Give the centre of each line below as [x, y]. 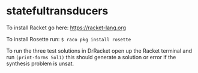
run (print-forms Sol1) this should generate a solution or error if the [91, 57]
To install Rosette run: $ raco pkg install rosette [69, 39]
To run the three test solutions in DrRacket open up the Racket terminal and [99, 51]
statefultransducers [57, 11]
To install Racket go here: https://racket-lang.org [66, 28]
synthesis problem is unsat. [40, 63]
